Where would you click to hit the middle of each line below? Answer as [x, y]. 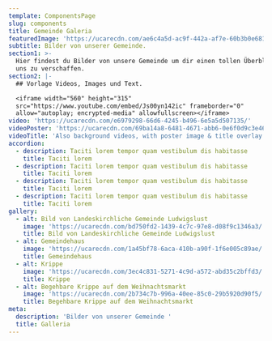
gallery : [23, 211]
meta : [17, 309]
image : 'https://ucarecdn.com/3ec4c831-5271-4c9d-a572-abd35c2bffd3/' [144, 271]
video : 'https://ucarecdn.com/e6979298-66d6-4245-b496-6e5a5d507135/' [130, 121]
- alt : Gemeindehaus [50, 241]
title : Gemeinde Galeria [50, 31]
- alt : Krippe [39, 264]
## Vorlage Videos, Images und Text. [79, 83]
